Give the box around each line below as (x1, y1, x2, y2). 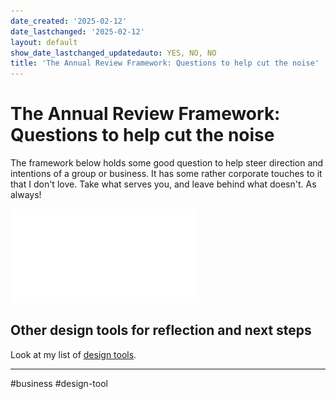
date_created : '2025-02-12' (10, 16, 128, 26)
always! (10, 189, 42, 201)
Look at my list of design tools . (10, 348, 137, 360)
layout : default (10, 37, 78, 47)
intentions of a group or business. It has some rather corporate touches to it (10, 168, 323, 180)
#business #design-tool (10, 377, 108, 389)
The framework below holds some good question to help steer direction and (10, 157, 324, 169)
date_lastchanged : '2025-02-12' (10, 26, 145, 37)
